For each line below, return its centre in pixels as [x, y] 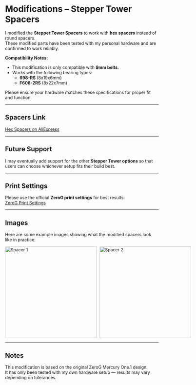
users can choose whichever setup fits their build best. [60, 166]
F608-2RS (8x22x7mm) [43, 83]
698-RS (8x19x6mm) [40, 78]
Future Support [29, 149]
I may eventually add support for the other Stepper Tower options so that [79, 161]
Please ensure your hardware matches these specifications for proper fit [78, 92]
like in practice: [20, 240]
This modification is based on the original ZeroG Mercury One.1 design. [76, 367]
